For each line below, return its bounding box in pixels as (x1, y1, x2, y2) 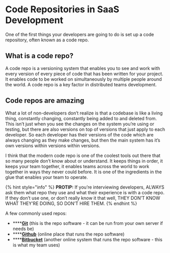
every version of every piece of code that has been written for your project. (5, 71, 164, 77)
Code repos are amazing (5, 96, 84, 105)
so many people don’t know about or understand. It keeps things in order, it (5, 157, 163, 164)
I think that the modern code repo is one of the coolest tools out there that (5, 152, 161, 158)
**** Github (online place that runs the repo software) (12, 231, 125, 237)
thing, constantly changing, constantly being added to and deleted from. (5, 115, 157, 121)
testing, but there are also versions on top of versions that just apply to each (5, 126, 165, 132)
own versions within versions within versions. (5, 142, 100, 149)
